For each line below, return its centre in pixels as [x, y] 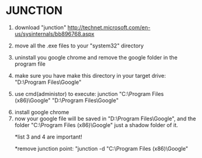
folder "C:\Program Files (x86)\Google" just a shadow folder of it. [96, 125]
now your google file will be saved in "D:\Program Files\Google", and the [105, 118]
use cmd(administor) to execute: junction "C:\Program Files [89, 94]
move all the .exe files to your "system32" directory [79, 46]
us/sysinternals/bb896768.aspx [54, 33]
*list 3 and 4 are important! [49, 137]
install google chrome [42, 112]
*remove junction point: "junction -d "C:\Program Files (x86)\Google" [101, 148]
